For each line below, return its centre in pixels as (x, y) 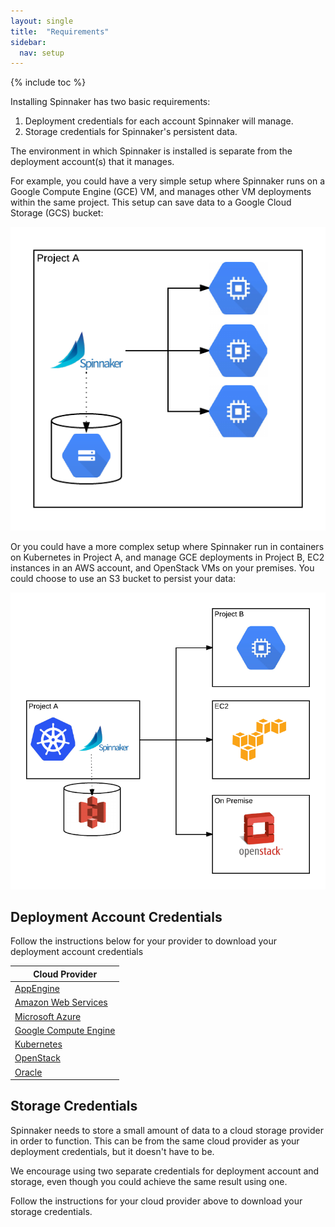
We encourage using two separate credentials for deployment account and (165, 1171)
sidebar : (28, 42)
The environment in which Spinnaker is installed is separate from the (151, 151)
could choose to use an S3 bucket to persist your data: (123, 578)
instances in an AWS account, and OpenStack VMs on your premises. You (162, 567)
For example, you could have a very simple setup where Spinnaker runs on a (168, 181)
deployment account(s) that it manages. (92, 162)
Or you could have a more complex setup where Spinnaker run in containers (167, 546)
